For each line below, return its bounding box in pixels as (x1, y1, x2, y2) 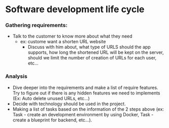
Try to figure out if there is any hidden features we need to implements (12, 90, 160, 96)
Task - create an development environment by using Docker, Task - (12, 111, 154, 117)
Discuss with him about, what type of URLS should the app (27, 44, 151, 50)
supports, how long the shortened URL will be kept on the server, (27, 49, 164, 55)
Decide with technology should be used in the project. (12, 101, 126, 107)
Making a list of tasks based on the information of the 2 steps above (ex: (12, 106, 164, 112)
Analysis (5, 73, 28, 80)
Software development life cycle (5, 4, 145, 15)
